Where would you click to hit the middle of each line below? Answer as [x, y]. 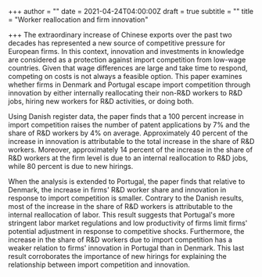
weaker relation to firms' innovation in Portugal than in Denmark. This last [126, 248]
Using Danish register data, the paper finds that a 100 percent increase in [126, 116]
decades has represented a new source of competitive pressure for [117, 43]
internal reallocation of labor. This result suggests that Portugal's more [122, 215]
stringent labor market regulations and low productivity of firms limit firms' [128, 223]
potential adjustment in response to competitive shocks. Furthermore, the [126, 231]
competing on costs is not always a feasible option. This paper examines [125, 76]
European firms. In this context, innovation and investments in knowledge [126, 51]
